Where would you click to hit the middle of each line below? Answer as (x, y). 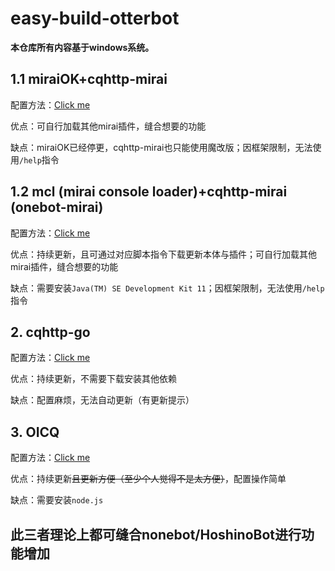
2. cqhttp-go (50, 332)
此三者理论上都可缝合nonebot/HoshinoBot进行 (156, 534)
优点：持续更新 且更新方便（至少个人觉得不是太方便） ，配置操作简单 (148, 479)
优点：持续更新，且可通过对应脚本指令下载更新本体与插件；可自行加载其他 (163, 254)
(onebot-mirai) (57, 207)
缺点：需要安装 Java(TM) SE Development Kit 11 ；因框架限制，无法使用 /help (167, 288)
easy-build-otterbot (95, 18)
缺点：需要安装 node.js (57, 500)
